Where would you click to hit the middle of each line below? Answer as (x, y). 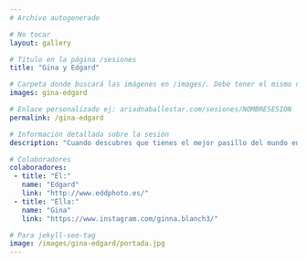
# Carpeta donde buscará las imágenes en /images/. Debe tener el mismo (151, 84)
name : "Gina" (46, 210)
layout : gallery (40, 43)
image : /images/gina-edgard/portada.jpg (88, 244)
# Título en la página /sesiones (73, 59)
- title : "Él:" (42, 176)
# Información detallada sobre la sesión (90, 134)
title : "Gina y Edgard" (55, 68)
